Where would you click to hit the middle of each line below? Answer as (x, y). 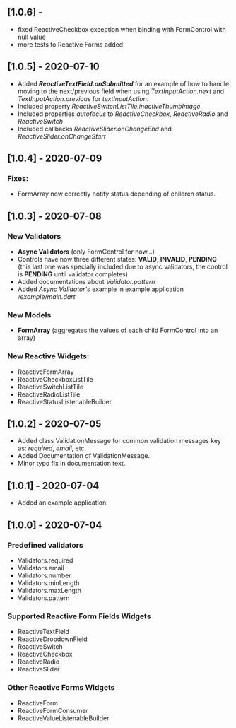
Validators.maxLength (49, 590)
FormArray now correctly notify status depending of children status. (117, 194)
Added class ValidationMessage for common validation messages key (119, 441)
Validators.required (45, 560)
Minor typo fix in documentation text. (71, 464)
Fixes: (18, 178)
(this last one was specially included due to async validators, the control (123, 266)
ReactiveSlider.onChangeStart (61, 136)
